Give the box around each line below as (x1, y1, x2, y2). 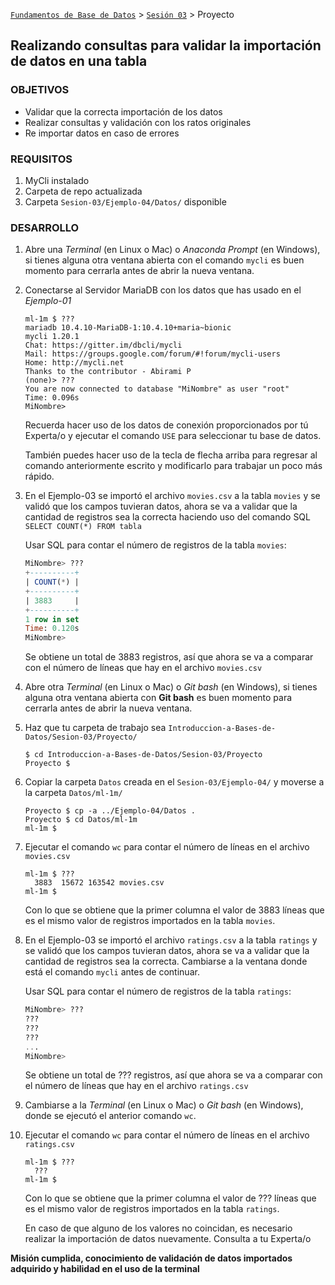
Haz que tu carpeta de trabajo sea (24, 722, 167, 734)
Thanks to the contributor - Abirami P (24, 367, 192, 377)
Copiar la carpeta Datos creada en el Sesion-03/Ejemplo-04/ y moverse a (24, 776, 325, 788)
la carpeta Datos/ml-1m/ (24, 787, 123, 799)
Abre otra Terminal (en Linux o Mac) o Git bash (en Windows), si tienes (24, 681, 318, 693)
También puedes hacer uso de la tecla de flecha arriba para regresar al (24, 449, 318, 461)
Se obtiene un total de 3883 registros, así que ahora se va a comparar (24, 651, 314, 663)
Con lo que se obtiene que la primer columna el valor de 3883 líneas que (24, 904, 325, 916)
